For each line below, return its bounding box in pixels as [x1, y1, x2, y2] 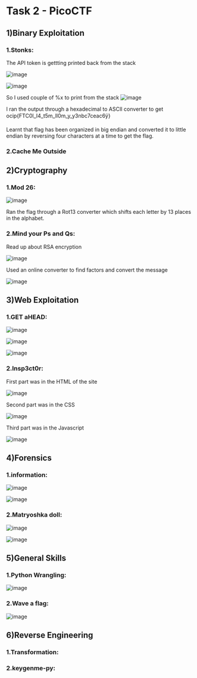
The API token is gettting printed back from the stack [6, 59, 136, 66]
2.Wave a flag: [6, 599, 49, 608]
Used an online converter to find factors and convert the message [6, 266, 168, 273]
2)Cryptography [6, 166, 68, 176]
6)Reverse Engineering [6, 630, 93, 640]
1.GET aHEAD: [6, 313, 48, 321]
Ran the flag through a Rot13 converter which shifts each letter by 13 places [6, 209, 192, 216]
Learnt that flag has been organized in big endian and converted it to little [6, 126, 186, 133]
